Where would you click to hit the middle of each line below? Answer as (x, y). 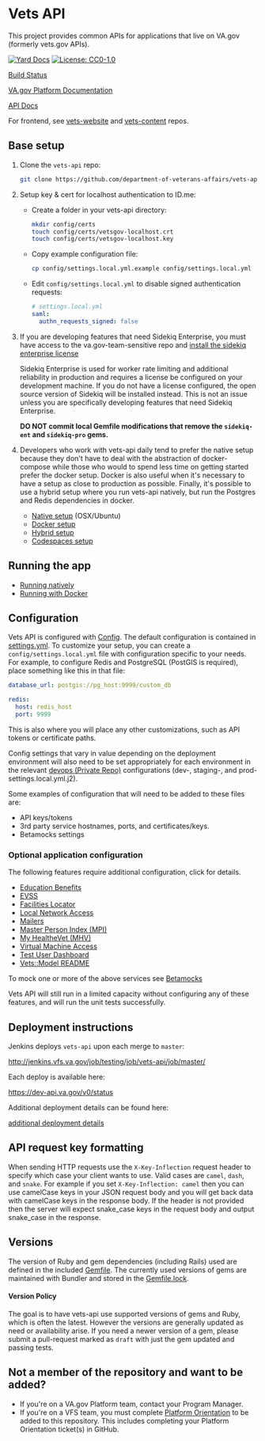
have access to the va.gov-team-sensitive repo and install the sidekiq (133, 344)
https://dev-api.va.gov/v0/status (61, 1092)
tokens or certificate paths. (52, 738)
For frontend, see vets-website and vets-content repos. (98, 120)
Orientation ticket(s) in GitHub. (69, 1429)
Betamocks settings (52, 834)
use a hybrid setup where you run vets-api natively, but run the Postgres (137, 492)
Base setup (36, 146)
